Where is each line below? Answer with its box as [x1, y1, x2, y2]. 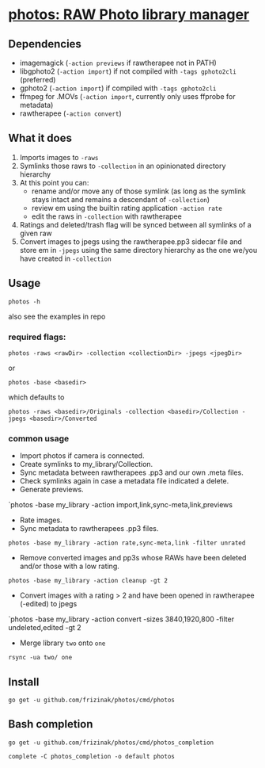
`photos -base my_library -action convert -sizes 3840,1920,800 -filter [8, 614, 235, 624]
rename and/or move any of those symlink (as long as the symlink [31, 186, 247, 196]
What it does [8, 132, 73, 145]
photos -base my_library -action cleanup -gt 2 [8, 577, 168, 585]
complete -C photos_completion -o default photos [8, 752, 176, 760]
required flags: [8, 331, 66, 342]
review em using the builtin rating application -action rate [31, 203, 223, 212]
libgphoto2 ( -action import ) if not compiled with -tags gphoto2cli [19, 67, 237, 76]
